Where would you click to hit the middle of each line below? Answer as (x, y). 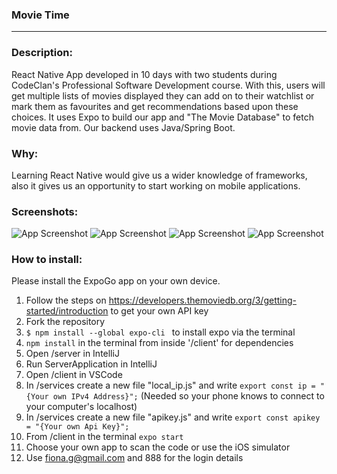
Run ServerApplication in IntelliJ (91, 364)
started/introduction (67, 311)
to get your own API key (159, 311)
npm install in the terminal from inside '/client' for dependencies (159, 343)
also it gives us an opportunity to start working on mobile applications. (156, 185)
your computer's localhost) (81, 407)
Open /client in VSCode (74, 375)
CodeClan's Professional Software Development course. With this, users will (168, 85)
